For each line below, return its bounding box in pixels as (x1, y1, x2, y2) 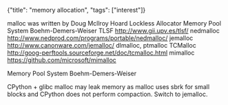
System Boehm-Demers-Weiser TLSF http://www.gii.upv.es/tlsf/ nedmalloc (7, 27, 220, 35)
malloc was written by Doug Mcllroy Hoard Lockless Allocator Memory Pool (7, 19, 222, 27)
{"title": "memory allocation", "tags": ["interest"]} (7, 6, 146, 14)
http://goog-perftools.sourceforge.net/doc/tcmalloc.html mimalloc (7, 48, 195, 57)
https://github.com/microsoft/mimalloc (7, 56, 117, 64)
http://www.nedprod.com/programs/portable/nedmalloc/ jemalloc (7, 34, 194, 42)
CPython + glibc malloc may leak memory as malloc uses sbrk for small (7, 83, 210, 90)
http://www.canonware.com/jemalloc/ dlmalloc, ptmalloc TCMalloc (7, 41, 196, 49)
